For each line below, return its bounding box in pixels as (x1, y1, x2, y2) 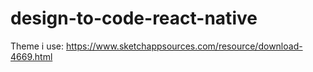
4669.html (10, 50, 53, 62)
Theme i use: (10, 40, 65, 52)
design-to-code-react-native (10, 7, 258, 30)
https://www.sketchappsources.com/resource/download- (65, 40, 303, 52)
